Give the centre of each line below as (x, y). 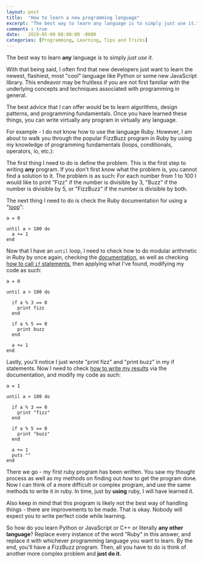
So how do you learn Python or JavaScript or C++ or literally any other (95, 528)
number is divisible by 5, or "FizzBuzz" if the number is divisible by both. (97, 189)
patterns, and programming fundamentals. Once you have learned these (97, 114)
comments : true (27, 29)
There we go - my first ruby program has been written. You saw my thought (101, 472)
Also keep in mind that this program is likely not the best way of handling (97, 503)
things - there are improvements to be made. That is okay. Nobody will (94, 509)
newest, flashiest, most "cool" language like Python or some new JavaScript (102, 76)
